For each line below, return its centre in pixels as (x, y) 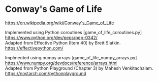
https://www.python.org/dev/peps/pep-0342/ (51, 38)
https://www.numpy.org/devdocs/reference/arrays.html (61, 63)
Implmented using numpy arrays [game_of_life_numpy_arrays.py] (71, 57)
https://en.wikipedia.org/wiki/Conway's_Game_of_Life (60, 23)
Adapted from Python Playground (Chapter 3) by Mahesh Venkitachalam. (79, 68)
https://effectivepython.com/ (34, 48)
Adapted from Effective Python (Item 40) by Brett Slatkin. (63, 42)
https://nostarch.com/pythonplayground (46, 73)
